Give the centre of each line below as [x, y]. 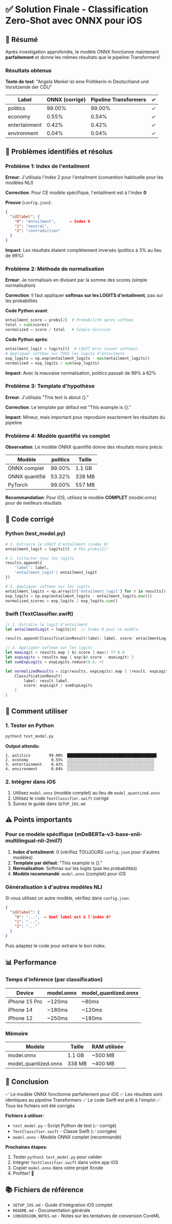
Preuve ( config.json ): [29, 202]
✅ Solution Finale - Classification [77, 9]
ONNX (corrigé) [66, 100]
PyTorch [18, 485]
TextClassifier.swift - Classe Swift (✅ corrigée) [65, 1131]
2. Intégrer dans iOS [31, 782]
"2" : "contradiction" [37, 231]
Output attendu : [23, 746]
